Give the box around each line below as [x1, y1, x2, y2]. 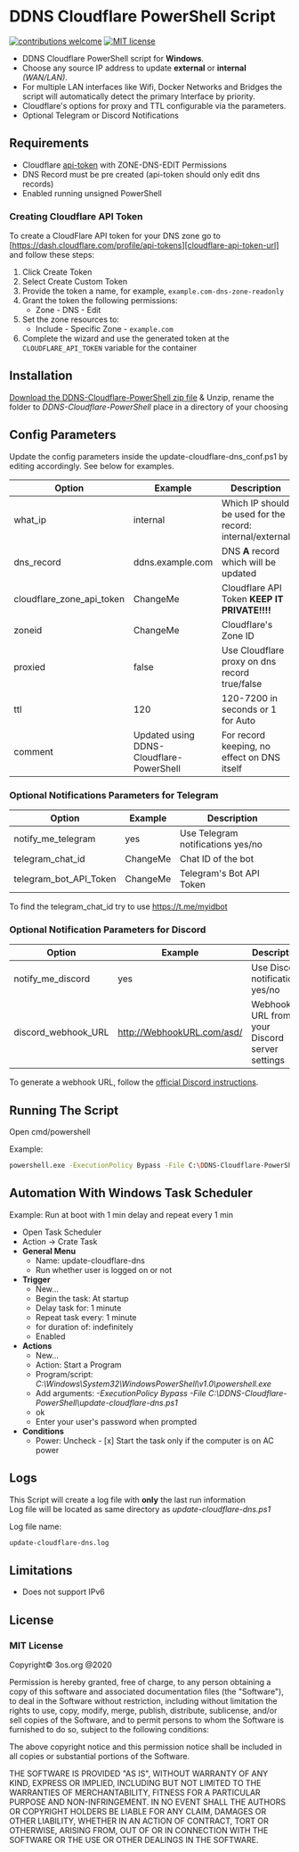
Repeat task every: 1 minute [35, 1311, 137, 1322]
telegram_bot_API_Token [13, 872, 117, 885]
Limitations [9, 1563, 73, 1578]
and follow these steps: [9, 250, 95, 260]
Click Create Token [21, 267, 93, 277]
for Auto [221, 714, 256, 726]
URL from [251, 1010, 291, 1022]
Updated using [133, 729, 196, 741]
